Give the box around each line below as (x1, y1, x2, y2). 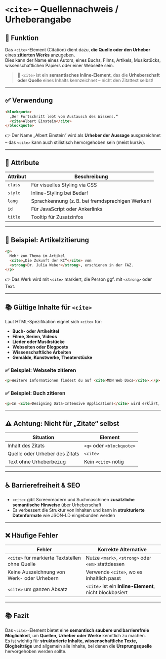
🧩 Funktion (5, 34, 39, 42)
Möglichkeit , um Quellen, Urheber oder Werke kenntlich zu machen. (5, 632, 146, 638)
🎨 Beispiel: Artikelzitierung (5, 236, 89, 244)
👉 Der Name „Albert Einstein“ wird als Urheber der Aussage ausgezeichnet (5, 132, 161, 138)
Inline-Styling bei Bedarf (31, 189, 88, 196)
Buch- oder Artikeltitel (12, 328, 59, 334)
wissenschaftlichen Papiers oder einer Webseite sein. (5, 63, 114, 68)
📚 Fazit (5, 612, 29, 620)
